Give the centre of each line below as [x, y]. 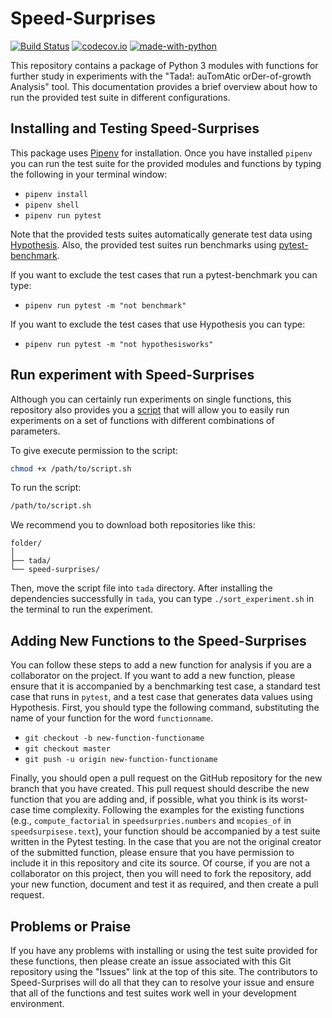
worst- [294, 799]
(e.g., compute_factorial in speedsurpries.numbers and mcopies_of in [151, 821]
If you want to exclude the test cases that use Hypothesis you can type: [158, 324]
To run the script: [46, 488]
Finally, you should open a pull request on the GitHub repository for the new [166, 778]
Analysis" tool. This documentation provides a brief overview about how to [164, 86]
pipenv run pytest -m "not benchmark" [105, 305]
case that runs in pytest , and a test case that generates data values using [161, 697]
